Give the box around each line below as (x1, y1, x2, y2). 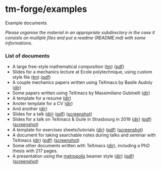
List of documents (5, 52, 50, 59)
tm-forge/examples (5, 3, 88, 15)
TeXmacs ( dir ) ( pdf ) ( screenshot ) (12, 137, 80, 143)
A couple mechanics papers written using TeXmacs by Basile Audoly (12, 79, 153, 85)
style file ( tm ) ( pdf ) (12, 74, 51, 80)
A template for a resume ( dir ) (12, 95, 72, 101)
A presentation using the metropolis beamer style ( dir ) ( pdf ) (12, 153, 135, 159)
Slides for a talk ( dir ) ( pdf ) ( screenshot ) (12, 111, 93, 117)
